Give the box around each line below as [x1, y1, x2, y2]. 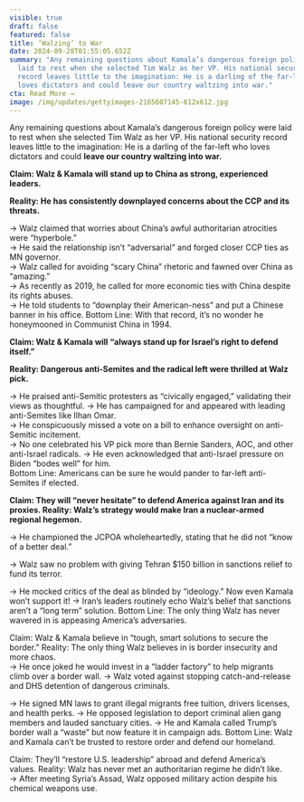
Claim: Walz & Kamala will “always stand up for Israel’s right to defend [9, 337, 279, 348]
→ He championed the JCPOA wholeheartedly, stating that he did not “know [9, 531, 293, 543]
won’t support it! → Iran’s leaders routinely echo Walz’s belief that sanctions [9, 596, 291, 606]
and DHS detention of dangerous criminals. [9, 681, 170, 692]
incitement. [39, 429, 81, 440]
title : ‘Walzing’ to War [9, 38, 103, 48]
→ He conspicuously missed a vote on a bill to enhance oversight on [9, 420, 264, 431]
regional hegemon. [9, 514, 82, 525]
